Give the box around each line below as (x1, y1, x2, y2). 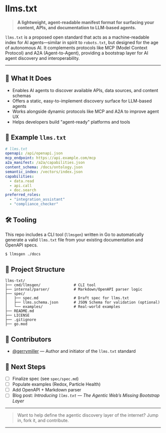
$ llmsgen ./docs (5, 251, 41, 256)
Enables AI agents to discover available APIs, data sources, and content (12, 87, 159, 93)
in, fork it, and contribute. (17, 418, 69, 424)
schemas (12, 93, 31, 98)
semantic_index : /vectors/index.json (5, 169, 83, 174)
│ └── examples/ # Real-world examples (5, 304, 121, 309)
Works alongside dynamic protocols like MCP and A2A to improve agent (12, 108, 159, 114)
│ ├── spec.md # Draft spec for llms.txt (5, 295, 129, 301)
